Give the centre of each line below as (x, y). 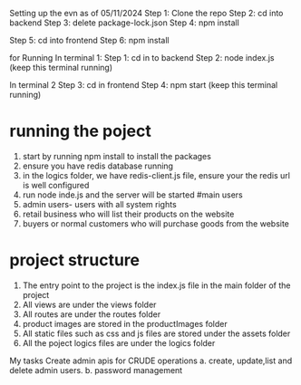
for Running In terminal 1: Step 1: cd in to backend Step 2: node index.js (142, 58)
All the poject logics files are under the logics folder (119, 342)
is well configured (56, 185)
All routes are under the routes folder (92, 314)
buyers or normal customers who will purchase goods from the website (156, 223)
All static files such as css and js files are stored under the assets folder (156, 333)
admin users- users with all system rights (99, 204)
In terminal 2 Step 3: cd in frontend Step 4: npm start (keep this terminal (144, 85)
